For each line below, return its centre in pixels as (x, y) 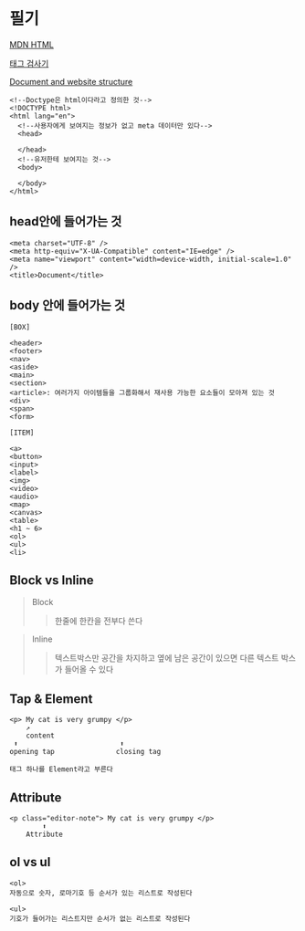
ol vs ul (30, 862)
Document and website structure (71, 81)
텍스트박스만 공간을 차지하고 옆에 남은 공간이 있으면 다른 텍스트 (167, 658)
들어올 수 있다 (89, 669)
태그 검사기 (29, 63)
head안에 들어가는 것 (66, 221)
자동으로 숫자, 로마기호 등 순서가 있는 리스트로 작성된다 (101, 893)
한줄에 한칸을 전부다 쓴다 (99, 621)
